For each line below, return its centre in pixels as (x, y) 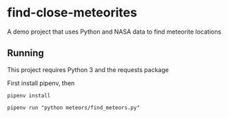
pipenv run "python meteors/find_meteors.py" (73, 108)
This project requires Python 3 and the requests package (88, 69)
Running (26, 53)
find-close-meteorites (72, 13)
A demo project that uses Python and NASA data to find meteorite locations (114, 32)
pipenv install (29, 95)
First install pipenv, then (41, 83)
